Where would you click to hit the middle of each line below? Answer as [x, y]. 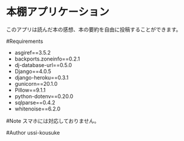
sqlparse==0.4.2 [35, 102]
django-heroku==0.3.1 [42, 78]
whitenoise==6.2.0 [37, 109]
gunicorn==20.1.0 [36, 83]
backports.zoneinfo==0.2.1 [47, 59]
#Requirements [24, 41]
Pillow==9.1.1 [30, 90]
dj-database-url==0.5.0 [43, 65]
